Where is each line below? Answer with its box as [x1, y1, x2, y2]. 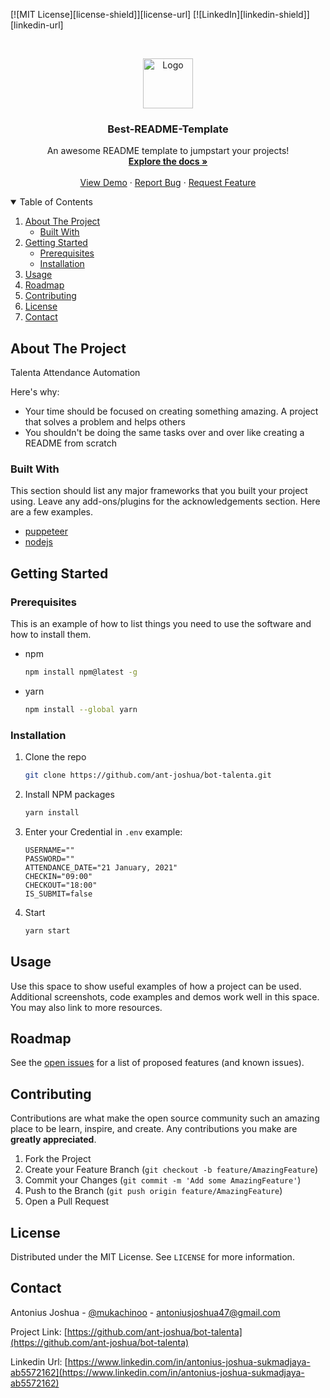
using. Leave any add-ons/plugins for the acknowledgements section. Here [10, 495, 321, 508]
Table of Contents [19, 196, 93, 208]
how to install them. [10, 629, 92, 641]
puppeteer [24, 525, 68, 538]
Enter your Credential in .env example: [24, 825, 183, 838]
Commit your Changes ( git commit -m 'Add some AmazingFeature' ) [24, 1174, 302, 1186]
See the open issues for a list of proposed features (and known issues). [10, 1057, 305, 1069]
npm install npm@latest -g [24, 667, 138, 678]
